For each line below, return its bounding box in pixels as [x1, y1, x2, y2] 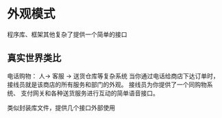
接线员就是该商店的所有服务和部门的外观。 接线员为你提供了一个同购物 [7, 80, 207, 88]
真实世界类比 [7, 52, 62, 64]
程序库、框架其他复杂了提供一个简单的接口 [7, 30, 127, 38]
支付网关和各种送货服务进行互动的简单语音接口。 [20, 88, 159, 97]
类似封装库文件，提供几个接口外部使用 [7, 104, 115, 112]
